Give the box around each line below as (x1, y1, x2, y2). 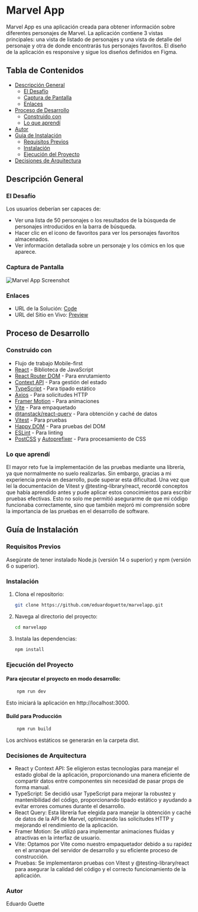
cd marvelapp (14, 624, 47, 630)
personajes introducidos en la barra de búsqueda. (14, 223, 137, 230)
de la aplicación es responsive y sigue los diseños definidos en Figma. (6, 48, 178, 55)
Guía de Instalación (6, 525, 79, 535)
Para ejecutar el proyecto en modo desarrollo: (6, 675, 121, 683)
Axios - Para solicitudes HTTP (14, 391, 88, 398)
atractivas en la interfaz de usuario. (14, 834, 101, 841)
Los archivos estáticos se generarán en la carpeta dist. (6, 736, 140, 744)
